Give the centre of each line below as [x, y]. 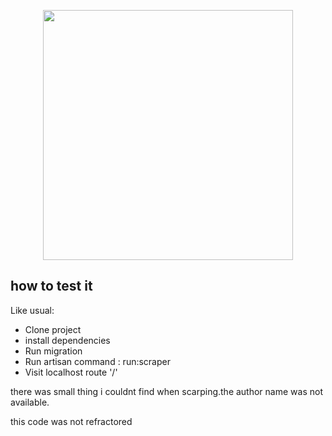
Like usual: [32, 310]
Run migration [53, 351]
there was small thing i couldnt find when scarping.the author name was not [166, 391]
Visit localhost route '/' [71, 372]
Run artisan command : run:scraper [97, 361]
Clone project [53, 329]
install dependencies [67, 340]
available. [30, 402]
